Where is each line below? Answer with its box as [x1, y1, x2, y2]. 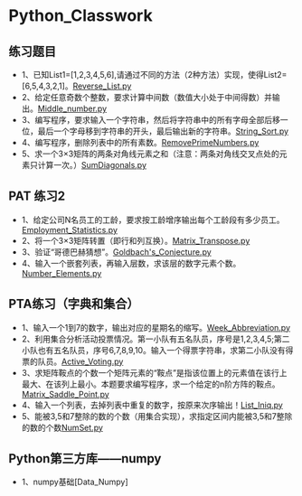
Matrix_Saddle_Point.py [21, 388, 109, 399]
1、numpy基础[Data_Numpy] [21, 476, 128, 488]
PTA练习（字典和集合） [8, 296, 139, 312]
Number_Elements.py [21, 267, 102, 278]
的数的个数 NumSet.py [21, 422, 103, 433]
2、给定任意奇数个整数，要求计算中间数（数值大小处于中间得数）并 [21, 92, 273, 102]
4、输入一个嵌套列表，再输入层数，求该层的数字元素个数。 [21, 257, 241, 268]
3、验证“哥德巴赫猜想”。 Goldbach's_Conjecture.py [21, 246, 212, 257]
